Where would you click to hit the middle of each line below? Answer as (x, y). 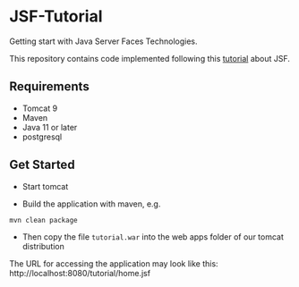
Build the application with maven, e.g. (91, 204)
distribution (43, 246)
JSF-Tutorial (56, 17)
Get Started (42, 165)
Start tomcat (45, 186)
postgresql (42, 137)
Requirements (49, 87)
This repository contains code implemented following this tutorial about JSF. (150, 58)
